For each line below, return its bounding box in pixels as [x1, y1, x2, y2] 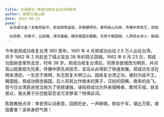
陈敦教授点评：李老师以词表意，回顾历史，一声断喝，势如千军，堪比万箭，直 [5, 100, 159, 106]
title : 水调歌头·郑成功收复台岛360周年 [5, 7, 77, 12]
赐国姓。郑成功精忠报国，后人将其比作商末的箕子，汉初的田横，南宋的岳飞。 [5, 78, 159, 84]
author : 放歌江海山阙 [5, 12, 45, 17]
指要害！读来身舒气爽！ [5, 107, 52, 112]
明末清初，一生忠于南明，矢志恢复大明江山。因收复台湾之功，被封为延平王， [5, 72, 159, 78]
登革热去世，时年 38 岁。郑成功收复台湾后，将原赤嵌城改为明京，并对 [18, 60, 159, 66]
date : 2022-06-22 [5, 16, 41, 21]
